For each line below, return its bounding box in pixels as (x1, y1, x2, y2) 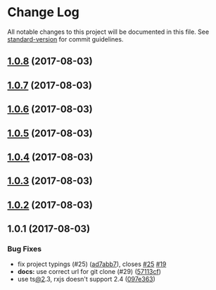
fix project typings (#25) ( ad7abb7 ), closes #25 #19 (17, 260, 167, 268)
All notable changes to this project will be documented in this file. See (7, 27, 210, 36)
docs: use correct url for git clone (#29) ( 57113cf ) (17, 267, 162, 276)
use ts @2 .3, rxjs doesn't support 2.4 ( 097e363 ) (17, 275, 156, 284)
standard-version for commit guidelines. (7, 34, 124, 43)
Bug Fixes (7, 244, 42, 253)
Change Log (7, 4, 80, 20)
